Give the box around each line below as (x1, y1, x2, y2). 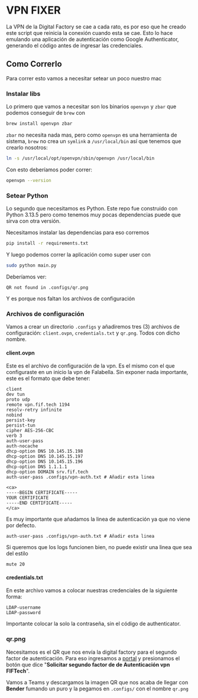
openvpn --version (6, 177, 51, 183)
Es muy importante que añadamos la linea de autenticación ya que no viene (6, 515, 190, 523)
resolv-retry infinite (6, 407, 62, 413)
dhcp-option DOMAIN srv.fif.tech (6, 469, 89, 475)
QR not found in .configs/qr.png (6, 284, 89, 290)
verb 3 (6, 433, 22, 439)
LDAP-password (6, 610, 41, 616)
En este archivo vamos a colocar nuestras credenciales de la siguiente (6, 587, 178, 594)
